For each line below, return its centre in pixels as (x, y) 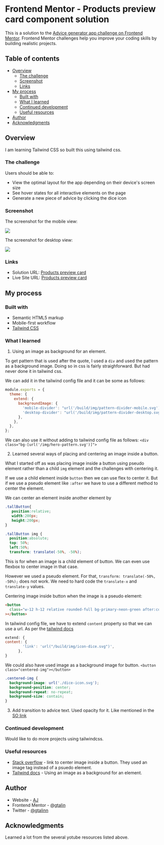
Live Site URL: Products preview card (49, 278)
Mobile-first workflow (34, 323)
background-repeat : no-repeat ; (41, 692)
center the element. (25, 488)
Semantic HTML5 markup (38, 318)
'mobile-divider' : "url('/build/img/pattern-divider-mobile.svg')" (92, 408)
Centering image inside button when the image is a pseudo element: (74, 596)
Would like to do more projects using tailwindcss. (54, 739)
